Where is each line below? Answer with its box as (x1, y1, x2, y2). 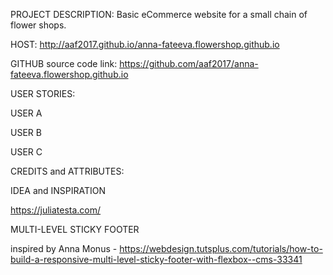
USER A (10, 107, 43, 119)
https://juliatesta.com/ (10, 204, 102, 216)
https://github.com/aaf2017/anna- (119, 58, 259, 69)
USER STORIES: (10, 88, 76, 99)
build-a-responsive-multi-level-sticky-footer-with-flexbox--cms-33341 (10, 254, 303, 265)
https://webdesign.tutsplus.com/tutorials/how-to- (119, 243, 323, 254)
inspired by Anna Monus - (10, 243, 118, 254)
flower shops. (10, 19, 67, 31)
